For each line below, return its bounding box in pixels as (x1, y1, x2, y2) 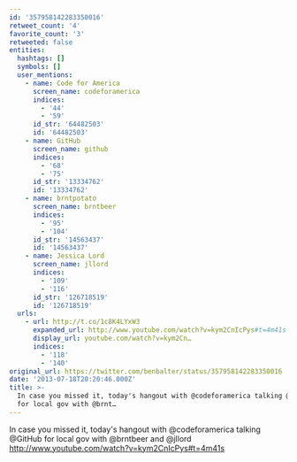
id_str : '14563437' (32, 235, 104, 244)
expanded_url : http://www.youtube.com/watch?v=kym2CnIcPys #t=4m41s (32, 326, 287, 335)
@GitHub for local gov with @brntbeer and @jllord (9, 433, 192, 443)
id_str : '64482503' (32, 120, 104, 129)
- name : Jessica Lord (25, 251, 104, 261)
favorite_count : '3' (9, 29, 86, 38)
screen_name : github (32, 144, 109, 153)
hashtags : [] (17, 54, 65, 63)
